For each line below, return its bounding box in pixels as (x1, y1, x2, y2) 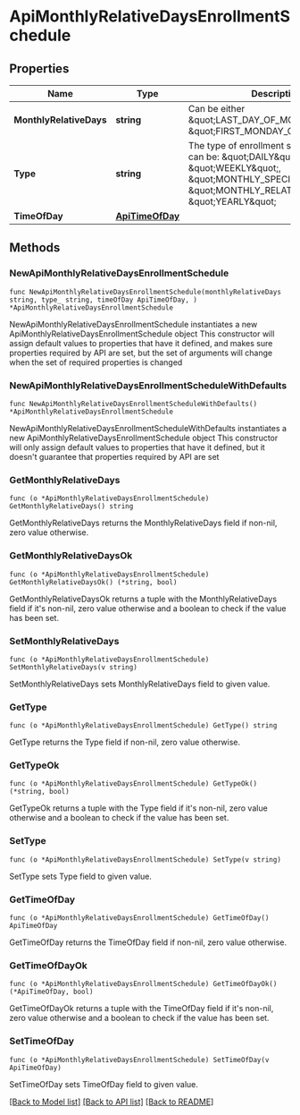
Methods (9, 240, 61, 256)
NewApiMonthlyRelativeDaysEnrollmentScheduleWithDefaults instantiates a (9, 422, 287, 433)
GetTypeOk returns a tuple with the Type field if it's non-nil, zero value (9, 803, 268, 813)
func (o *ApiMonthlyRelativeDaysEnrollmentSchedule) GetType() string (9, 721, 278, 730)
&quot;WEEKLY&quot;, (187, 162, 281, 174)
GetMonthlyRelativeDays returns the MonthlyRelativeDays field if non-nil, (9, 517, 278, 529)
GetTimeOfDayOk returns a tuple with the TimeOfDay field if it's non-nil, (9, 1003, 274, 1014)
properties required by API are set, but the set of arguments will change (9, 347, 273, 358)
